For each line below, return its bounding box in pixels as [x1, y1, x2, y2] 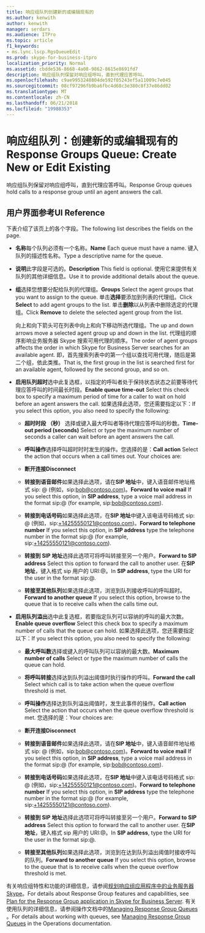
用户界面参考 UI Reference [6, 208, 105, 218]
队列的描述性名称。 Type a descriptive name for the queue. [15, 252, 163, 260]
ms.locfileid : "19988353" [6, 105, 72, 112]
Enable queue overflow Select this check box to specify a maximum [15, 620, 188, 628]
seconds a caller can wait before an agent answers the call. [24, 433, 174, 441]
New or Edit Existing [6, 160, 111, 174]
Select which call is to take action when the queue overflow [24, 681, 174, 688]
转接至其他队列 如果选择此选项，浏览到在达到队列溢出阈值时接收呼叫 [24, 849, 196, 856]
